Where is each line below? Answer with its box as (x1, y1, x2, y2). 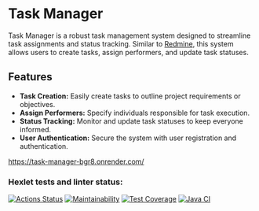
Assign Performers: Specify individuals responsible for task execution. (19, 108, 250, 117)
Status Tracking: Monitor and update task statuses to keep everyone (19, 116, 243, 126)
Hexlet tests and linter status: (8, 176, 123, 187)
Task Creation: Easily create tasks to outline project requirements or (19, 91, 241, 101)
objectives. (19, 99, 56, 109)
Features (8, 70, 53, 83)
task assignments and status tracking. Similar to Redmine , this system (8, 39, 234, 48)
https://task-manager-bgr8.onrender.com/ (8, 157, 144, 166)
